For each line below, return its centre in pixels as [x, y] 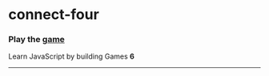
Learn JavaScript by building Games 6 [71, 56]
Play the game [37, 40]
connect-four [54, 15]
